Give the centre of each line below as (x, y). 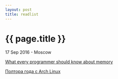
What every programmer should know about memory (59, 62)
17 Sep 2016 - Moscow (28, 52)
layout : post (19, 10)
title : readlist (22, 14)
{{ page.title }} (36, 39)
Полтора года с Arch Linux (33, 72)
